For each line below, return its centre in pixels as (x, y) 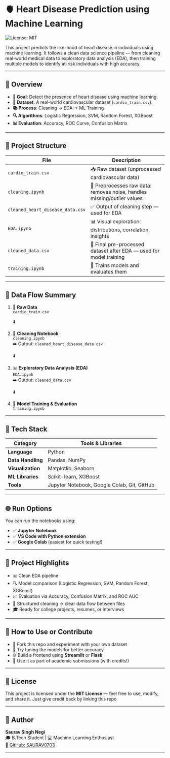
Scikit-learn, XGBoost (74, 477)
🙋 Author (19, 720)
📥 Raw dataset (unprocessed (126, 169)
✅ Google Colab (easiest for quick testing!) (57, 542)
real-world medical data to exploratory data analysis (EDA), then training (80, 58)
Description (126, 160)
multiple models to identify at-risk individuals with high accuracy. (73, 64)
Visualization (24, 469)
